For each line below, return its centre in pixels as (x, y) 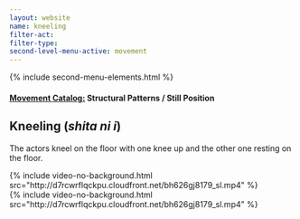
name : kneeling (38, 26)
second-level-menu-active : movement (78, 52)
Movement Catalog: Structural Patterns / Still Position (112, 98)
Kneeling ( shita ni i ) (66, 126)
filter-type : (34, 43)
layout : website (40, 18)
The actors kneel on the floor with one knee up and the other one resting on (150, 148)
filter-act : (32, 34)
